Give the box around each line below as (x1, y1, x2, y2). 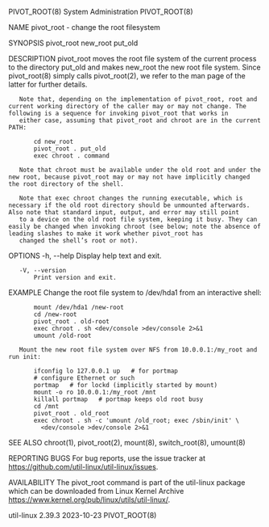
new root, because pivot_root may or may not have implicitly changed (8, 173, 250, 181)
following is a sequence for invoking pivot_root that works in (8, 109, 229, 117)
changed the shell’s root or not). (19, 237, 139, 245)
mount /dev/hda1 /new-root (33, 303, 125, 311)
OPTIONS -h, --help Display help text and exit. (8, 251, 163, 260)
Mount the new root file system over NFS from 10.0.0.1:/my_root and (19, 346, 258, 354)
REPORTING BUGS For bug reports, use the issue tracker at (8, 453, 206, 463)
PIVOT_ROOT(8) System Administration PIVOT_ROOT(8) (8, 7, 193, 16)
